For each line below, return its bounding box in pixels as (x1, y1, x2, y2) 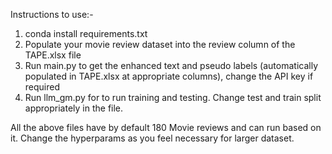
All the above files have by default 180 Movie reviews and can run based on (10, 122, 322, 133)
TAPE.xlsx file (24, 49, 82, 61)
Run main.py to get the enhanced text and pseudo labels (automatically (24, 60, 319, 71)
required (24, 81, 61, 93)
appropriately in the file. (24, 102, 124, 114)
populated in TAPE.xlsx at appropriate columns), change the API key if (24, 70, 314, 82)
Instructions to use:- (10, 9, 94, 20)
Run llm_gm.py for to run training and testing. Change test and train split (24, 92, 322, 103)
